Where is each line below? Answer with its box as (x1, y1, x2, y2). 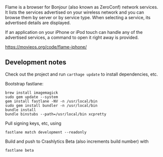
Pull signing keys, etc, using (5, 120, 61, 126)
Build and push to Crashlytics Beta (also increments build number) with (5, 138, 149, 144)
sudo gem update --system (5, 94, 58, 100)
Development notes (5, 58, 66, 67)
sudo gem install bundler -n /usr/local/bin (5, 103, 98, 108)
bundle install (5, 107, 36, 112)
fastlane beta (5, 148, 34, 153)
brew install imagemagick (5, 90, 58, 95)
